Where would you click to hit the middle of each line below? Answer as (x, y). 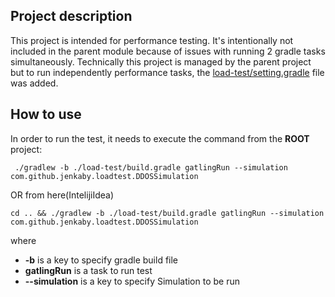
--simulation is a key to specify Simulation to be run (132, 281)
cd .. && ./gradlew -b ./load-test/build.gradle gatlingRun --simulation (167, 213)
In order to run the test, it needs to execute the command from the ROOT (160, 138)
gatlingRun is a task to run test (88, 270)
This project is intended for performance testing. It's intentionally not (152, 40)
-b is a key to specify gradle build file (101, 260)
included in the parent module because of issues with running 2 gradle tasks (168, 51)
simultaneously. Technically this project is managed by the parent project (161, 61)
